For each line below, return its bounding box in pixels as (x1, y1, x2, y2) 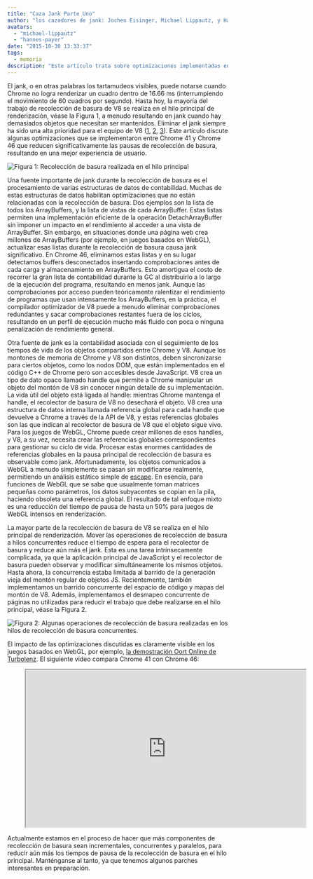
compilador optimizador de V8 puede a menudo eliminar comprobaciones (7, 302, 221, 311)
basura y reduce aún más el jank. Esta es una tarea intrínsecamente (7, 545, 203, 554)
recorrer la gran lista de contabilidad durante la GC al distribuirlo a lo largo (7, 273, 221, 281)
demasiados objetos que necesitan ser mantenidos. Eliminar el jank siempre (7, 118, 226, 127)
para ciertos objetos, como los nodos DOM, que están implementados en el (7, 360, 225, 369)
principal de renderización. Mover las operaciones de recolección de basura (7, 531, 228, 539)
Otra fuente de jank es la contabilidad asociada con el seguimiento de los (7, 338, 219, 347)
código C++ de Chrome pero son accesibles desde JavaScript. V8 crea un (7, 368, 223, 376)
